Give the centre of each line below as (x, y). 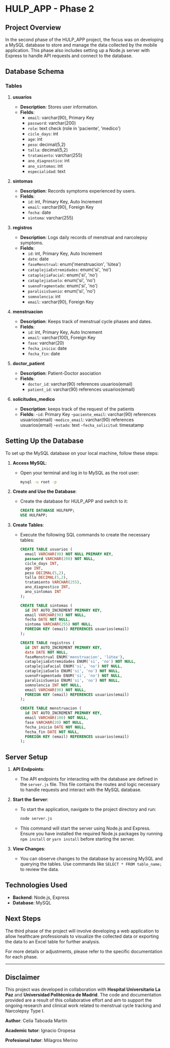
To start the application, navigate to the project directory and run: (88, 809)
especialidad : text (47, 171)
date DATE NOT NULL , (46, 652)
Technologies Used (36, 885)
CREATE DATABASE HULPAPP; (47, 511)
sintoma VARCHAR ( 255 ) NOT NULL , (59, 624)
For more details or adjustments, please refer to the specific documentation (84, 951)
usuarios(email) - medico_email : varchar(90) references (77, 420)
